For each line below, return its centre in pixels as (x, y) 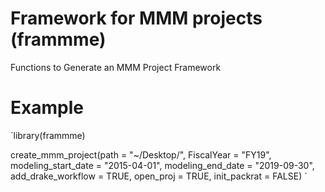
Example (47, 108)
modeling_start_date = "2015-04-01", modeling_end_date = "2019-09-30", (162, 165)
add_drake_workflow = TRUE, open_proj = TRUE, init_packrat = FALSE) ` (159, 176)
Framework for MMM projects (136, 18)
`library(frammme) (48, 135)
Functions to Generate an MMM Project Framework (116, 67)
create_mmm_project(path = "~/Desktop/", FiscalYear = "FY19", (141, 154)
